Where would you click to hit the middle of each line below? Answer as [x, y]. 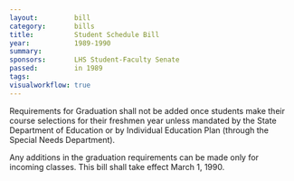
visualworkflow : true [50, 85]
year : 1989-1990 [60, 43]
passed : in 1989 [56, 69]
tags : [19, 77]
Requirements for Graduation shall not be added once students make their [147, 110]
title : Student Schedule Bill [85, 34]
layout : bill [50, 18]
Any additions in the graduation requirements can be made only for [134, 157]
